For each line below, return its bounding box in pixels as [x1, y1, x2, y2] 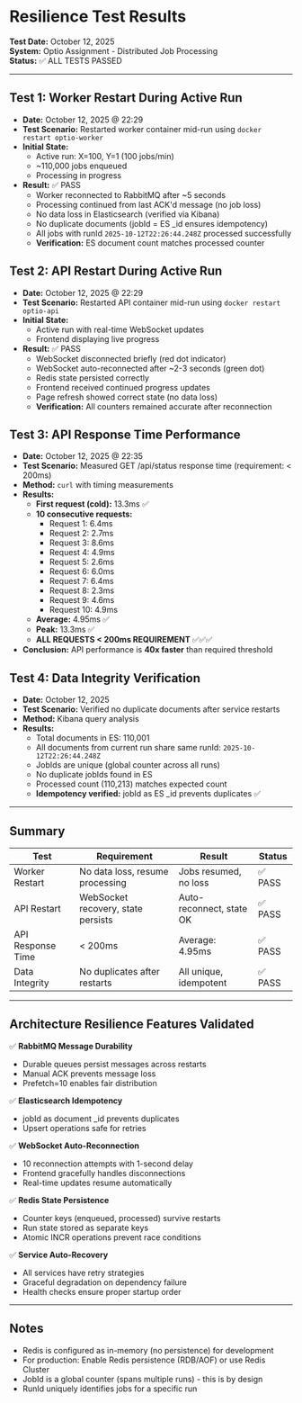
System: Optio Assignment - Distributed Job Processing [9, 45, 218, 56]
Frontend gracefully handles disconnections [22, 1167, 186, 1178]
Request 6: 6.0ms [49, 566, 115, 577]
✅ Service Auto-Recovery [9, 1249, 109, 1260]
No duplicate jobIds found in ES [35, 769, 153, 780]
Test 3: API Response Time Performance [9, 427, 241, 442]
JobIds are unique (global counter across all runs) [35, 760, 220, 770]
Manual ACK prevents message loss [22, 1068, 156, 1079]
